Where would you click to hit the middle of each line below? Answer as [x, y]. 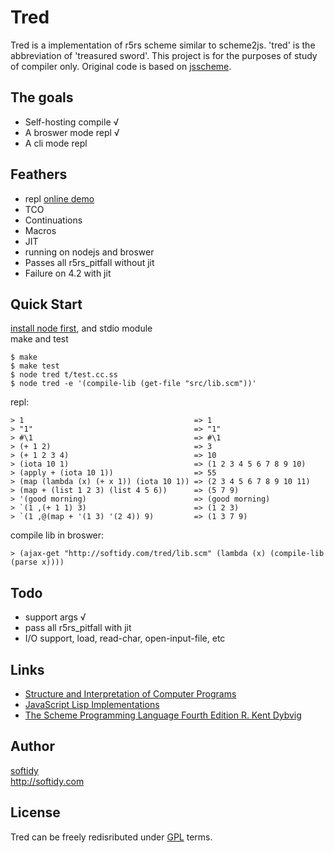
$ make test [35, 366]
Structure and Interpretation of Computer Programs [130, 694]
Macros [40, 230]
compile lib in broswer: [57, 535]
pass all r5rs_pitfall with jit [78, 628]
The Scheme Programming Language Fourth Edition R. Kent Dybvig [163, 715]
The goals [42, 97]
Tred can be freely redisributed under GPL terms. [111, 837]
